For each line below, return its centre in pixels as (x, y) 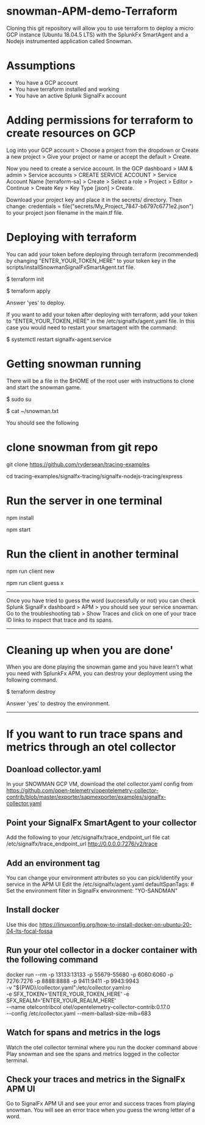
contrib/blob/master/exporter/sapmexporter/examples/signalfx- (86, 797)
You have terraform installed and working (67, 89)
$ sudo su (19, 399)
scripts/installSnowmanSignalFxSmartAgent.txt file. (71, 267)
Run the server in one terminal (85, 501)
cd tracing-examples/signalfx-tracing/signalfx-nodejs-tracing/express (95, 476)
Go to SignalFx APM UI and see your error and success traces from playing (101, 1104)
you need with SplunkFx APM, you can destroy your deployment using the (99, 674)
